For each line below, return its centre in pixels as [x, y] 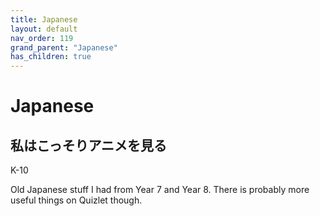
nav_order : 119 [42, 38]
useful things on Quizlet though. [76, 200]
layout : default [44, 29]
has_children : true [51, 57]
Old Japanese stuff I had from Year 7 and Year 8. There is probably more [160, 190]
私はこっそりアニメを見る [89, 145]
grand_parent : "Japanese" [64, 47]
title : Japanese [44, 19]
